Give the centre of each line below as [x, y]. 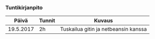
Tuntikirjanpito [24, 8]
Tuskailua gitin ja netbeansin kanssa [103, 29]
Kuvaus [104, 21]
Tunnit [47, 21]
